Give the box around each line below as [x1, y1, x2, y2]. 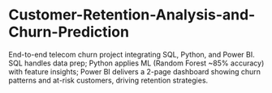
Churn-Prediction [8, 23, 130, 41]
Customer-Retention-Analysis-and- [8, 6, 256, 24]
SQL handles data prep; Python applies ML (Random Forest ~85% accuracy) [8, 58, 265, 68]
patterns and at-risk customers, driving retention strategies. [8, 75, 209, 85]
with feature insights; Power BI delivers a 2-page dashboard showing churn [8, 66, 261, 76]
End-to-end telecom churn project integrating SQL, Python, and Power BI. [8, 49, 256, 59]
